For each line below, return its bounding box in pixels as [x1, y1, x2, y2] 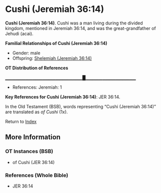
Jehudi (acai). [5, 30, 34, 36]
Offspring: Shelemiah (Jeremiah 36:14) [12, 55, 92, 61]
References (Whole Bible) [5, 172, 68, 179]
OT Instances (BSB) [5, 148, 53, 155]
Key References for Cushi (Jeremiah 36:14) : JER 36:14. [5, 94, 121, 100]
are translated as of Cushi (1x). [5, 109, 68, 115]
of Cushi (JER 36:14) [12, 159, 55, 165]
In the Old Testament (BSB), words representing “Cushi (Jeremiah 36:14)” [5, 103, 156, 109]
